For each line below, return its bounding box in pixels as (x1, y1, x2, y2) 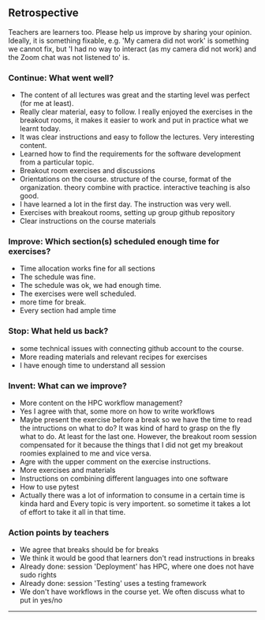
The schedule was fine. (19, 272, 96, 282)
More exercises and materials (19, 466, 116, 474)
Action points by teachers (8, 527, 110, 538)
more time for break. (19, 297, 87, 307)
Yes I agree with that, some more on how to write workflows (19, 406, 215, 416)
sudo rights (19, 570, 57, 580)
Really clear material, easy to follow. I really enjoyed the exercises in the (19, 107, 253, 117)
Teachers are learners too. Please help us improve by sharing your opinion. (8, 27, 252, 36)
